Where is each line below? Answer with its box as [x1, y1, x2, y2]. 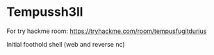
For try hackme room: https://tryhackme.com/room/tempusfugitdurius [6, 27, 207, 35]
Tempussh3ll [6, 4, 83, 20]
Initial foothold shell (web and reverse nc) [6, 40, 126, 48]
